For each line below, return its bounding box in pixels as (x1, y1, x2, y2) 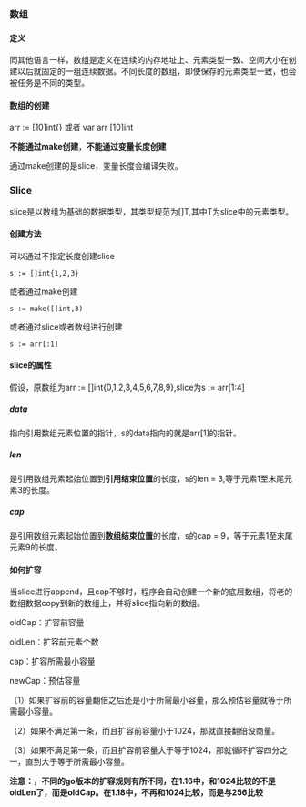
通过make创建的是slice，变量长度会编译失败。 (9, 161, 183, 172)
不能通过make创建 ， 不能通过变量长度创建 (9, 141, 167, 152)
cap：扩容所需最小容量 (9, 655, 96, 667)
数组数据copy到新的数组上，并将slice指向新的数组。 (9, 598, 205, 609)
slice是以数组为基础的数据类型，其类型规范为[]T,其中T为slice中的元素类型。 (9, 205, 294, 216)
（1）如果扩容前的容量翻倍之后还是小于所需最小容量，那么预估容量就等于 (9, 695, 284, 706)
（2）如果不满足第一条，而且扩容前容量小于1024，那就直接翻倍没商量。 (9, 726, 280, 737)
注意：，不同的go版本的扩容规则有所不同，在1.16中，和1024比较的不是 (9, 776, 276, 787)
